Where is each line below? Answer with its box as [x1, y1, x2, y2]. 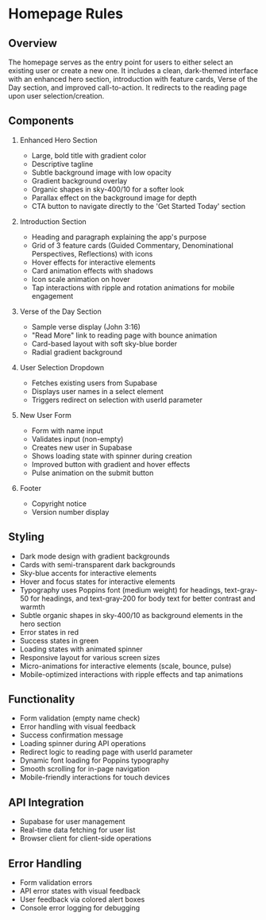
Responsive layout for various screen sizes [19, 652, 160, 662]
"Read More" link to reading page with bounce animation [31, 331, 218, 340]
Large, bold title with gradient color [31, 150, 147, 160]
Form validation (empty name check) [19, 713, 141, 723]
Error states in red [19, 627, 79, 636]
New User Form [19, 410, 71, 419]
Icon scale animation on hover [31, 274, 131, 284]
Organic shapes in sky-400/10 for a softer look [31, 184, 184, 194]
